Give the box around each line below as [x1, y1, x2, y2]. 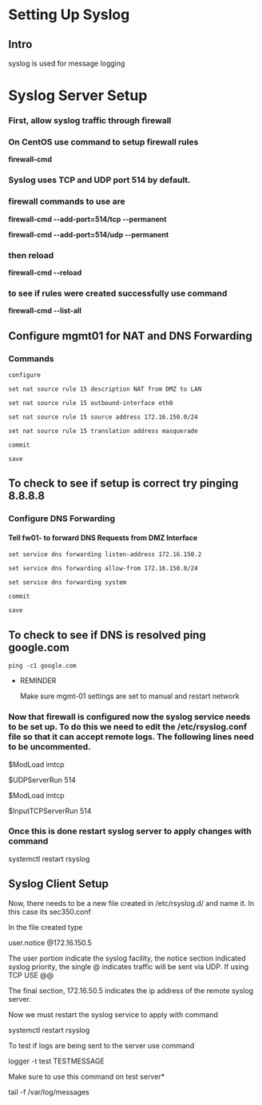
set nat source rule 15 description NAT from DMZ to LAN [8, 385, 202, 393]
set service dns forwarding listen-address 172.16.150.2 [8, 551, 202, 558]
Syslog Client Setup [8, 877, 109, 891]
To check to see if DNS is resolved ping [8, 628, 206, 642]
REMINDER [19, 676, 57, 686]
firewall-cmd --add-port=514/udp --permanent [8, 229, 169, 239]
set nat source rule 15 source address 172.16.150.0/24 [8, 413, 198, 421]
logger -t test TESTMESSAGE [8, 1056, 105, 1066]
